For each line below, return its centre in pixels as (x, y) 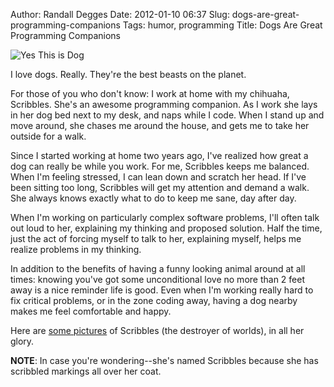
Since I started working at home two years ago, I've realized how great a (159, 155)
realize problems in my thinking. (76, 249)
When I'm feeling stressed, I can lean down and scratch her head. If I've (158, 177)
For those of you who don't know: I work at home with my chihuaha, (150, 93)
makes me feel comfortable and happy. (91, 311)
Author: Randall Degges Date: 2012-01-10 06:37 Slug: (120, 14)
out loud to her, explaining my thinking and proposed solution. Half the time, (166, 228)
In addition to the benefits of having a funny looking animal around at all (158, 268)
